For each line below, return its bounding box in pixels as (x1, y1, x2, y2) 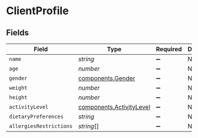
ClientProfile (6, 4, 69, 18)
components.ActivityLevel (78, 103, 150, 111)
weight (9, 84, 28, 91)
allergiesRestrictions (9, 123, 72, 129)
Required (156, 45, 182, 53)
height (9, 94, 28, 101)
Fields (6, 28, 29, 38)
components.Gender (78, 74, 136, 82)
